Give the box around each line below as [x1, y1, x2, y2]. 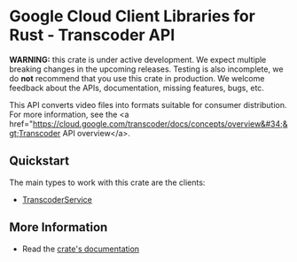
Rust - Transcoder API [9, 25, 176, 45]
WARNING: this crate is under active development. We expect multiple [9, 54, 267, 65]
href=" [9, 118, 34, 129]
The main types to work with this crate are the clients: [9, 177, 206, 188]
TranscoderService [21, 194, 93, 204]
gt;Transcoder [9, 127, 61, 138]
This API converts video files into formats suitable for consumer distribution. [9, 99, 287, 110]
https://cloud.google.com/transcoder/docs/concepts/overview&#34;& [32, 118, 288, 129]
